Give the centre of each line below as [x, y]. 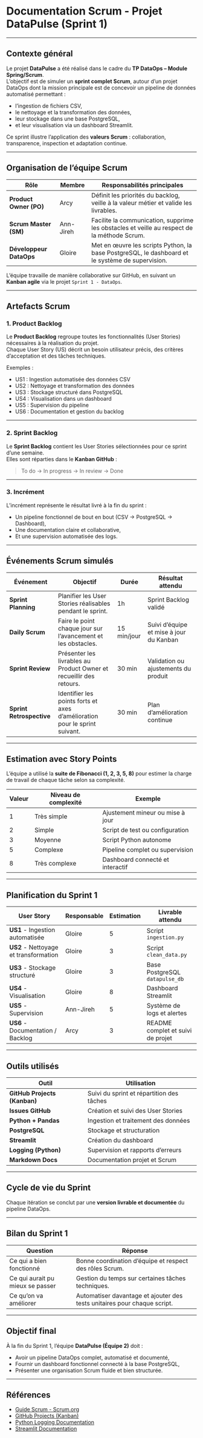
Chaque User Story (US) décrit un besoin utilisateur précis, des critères [95, 350]
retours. [69, 683]
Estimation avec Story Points [62, 759]
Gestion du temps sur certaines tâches [131, 1278]
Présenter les [77, 653]
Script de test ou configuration [146, 830]
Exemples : [20, 368]
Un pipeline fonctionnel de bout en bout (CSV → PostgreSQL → [94, 517]
